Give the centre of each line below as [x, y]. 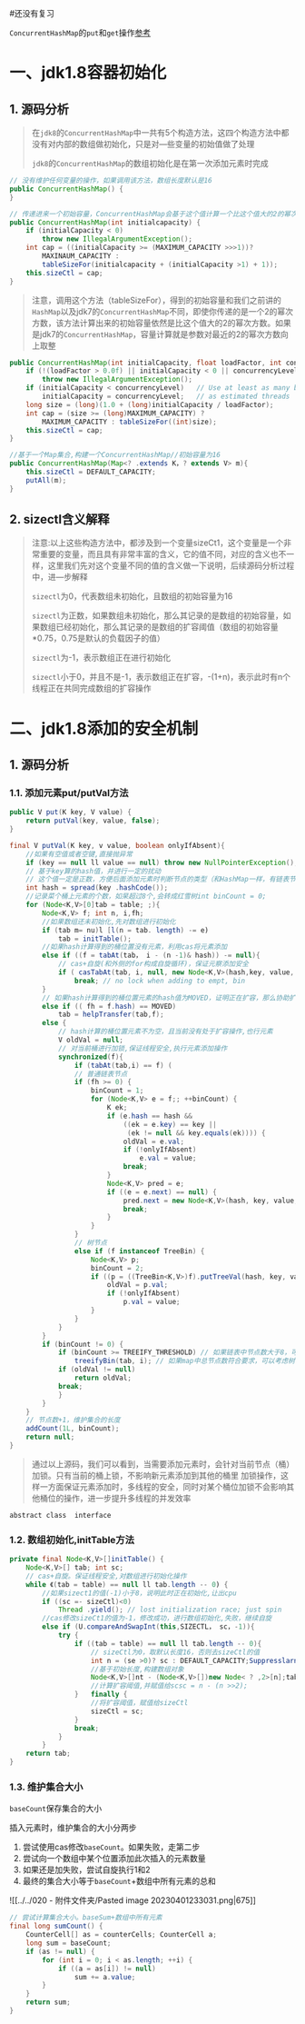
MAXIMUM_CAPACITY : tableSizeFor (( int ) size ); [130, 422]
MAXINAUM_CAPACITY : [81, 256]
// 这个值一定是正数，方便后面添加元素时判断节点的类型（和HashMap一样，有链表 [157, 880]
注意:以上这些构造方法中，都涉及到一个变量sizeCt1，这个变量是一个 [157, 543]
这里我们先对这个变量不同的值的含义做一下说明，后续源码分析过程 [171, 565]
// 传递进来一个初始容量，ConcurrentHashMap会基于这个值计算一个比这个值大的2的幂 [150, 214]
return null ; [50, 1437]
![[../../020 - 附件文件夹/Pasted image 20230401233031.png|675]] [133, 1900]
